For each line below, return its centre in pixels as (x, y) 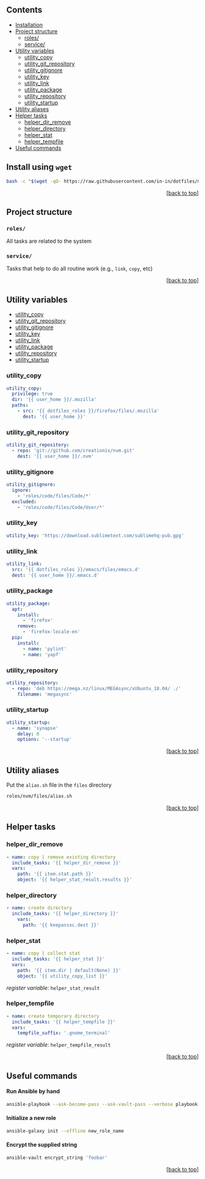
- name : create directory (39, 908)
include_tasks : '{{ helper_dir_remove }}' (67, 863)
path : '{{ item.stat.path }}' (56, 874)
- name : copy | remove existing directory (61, 857)
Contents (24, 10)
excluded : (24, 502)
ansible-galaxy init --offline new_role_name (65, 1131)
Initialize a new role (31, 1118)
